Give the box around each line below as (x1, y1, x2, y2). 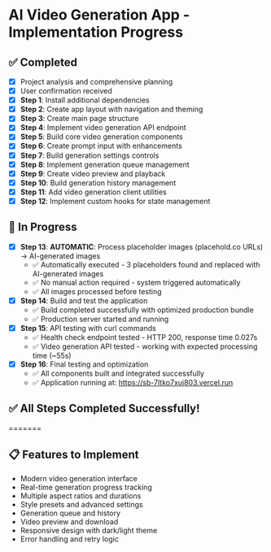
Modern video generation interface (20, 473, 138, 483)
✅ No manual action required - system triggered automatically (32, 277, 241, 287)
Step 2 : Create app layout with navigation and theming (20, 104, 203, 115)
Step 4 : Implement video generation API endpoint (20, 123, 186, 133)
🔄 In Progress (8, 220, 77, 234)
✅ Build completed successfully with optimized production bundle (32, 305, 254, 315)
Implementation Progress (8, 23, 184, 41)
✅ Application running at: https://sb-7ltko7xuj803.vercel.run (32, 377, 234, 387)
